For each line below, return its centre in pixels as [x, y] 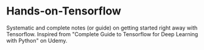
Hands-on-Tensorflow [64, 11]
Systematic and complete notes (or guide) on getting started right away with [102, 28]
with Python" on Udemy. [37, 40]
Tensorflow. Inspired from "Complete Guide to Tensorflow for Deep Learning [102, 34]
